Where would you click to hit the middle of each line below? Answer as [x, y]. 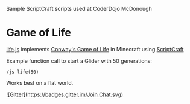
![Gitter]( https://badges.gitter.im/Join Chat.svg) [65, 94]
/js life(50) [23, 72]
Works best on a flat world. [40, 82]
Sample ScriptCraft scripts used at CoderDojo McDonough [79, 9]
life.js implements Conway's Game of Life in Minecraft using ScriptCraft [95, 49]
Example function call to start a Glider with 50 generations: [79, 61]
